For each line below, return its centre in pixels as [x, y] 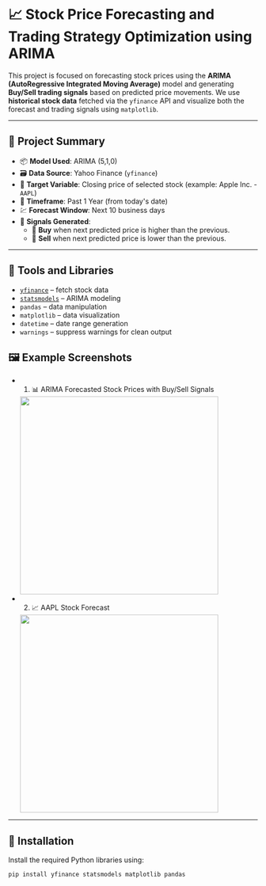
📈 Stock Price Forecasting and [112, 15]
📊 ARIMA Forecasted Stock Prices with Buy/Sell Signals [123, 390]
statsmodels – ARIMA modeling [70, 298]
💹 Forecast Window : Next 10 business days [92, 210]
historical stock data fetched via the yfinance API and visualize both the [126, 101]
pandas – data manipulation [63, 306]
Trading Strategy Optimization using [130, 37]
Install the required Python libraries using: [76, 860]
